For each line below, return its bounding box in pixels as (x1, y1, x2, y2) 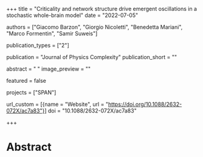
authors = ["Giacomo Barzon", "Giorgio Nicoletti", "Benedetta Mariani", (6, 24, 183, 30)
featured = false (6, 77, 47, 84)
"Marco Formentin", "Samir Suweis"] (6, 30, 98, 37)
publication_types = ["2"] (6, 42, 69, 49)
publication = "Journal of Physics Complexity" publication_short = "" (6, 54, 177, 60)
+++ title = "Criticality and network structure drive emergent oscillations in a (6, 5, 198, 12)
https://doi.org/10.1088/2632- (108, 100, 182, 108)
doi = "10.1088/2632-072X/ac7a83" (47, 107, 137, 114)
